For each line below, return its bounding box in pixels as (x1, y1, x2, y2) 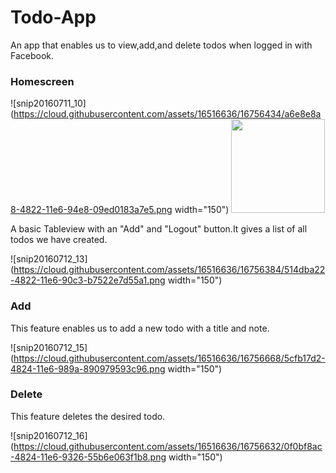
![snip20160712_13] (10, 253, 88, 265)
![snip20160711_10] (10, 97, 87, 110)
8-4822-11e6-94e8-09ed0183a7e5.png (10, 204, 173, 216)
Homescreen (10, 74, 75, 88)
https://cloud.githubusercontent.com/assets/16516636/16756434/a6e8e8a (13, 108, 322, 120)
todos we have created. (10, 234, 108, 246)
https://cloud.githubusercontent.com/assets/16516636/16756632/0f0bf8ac (13, 440, 323, 452)
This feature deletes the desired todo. (10, 410, 166, 422)
